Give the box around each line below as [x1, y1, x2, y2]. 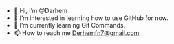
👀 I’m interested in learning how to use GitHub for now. [13, 14, 168, 22]
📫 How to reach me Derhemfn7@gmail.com [13, 29, 140, 37]
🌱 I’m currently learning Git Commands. [13, 21, 126, 29]
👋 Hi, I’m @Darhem [13, 7, 67, 14]
